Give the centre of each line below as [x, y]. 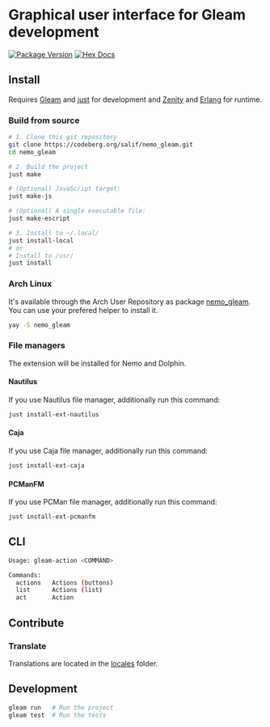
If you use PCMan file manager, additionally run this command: [113, 502]
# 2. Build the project [49, 167]
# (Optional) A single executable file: [78, 211]
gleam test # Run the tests [57, 715]
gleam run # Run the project [61, 708]
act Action [45, 598]
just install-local [41, 240]
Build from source [44, 120]
